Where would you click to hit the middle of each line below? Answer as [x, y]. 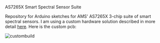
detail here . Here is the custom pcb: [41, 27]
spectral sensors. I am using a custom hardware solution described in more [80, 21]
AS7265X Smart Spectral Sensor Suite [43, 7]
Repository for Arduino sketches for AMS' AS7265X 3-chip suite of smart [78, 16]
